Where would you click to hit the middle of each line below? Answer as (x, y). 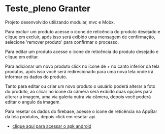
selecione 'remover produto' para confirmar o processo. (62, 42)
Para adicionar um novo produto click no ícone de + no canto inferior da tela (82, 66)
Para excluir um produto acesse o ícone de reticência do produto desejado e (83, 31)
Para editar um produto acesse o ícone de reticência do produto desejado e (82, 52)
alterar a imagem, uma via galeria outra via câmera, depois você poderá (78, 97)
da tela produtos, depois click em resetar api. (51, 116)
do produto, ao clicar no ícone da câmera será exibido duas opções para (79, 91)
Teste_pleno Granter (48, 9)
